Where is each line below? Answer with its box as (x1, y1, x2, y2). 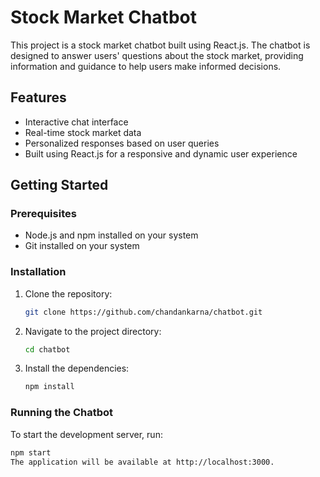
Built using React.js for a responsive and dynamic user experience (24, 147, 298, 160)
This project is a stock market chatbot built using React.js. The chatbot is (10, 39, 311, 51)
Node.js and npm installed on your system (24, 229, 199, 241)
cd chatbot (24, 344, 71, 355)
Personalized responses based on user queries (24, 137, 220, 149)
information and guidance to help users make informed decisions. (10, 60, 282, 72)
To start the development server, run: (10, 428, 163, 440)
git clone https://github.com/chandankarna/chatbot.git (24, 307, 263, 317)
